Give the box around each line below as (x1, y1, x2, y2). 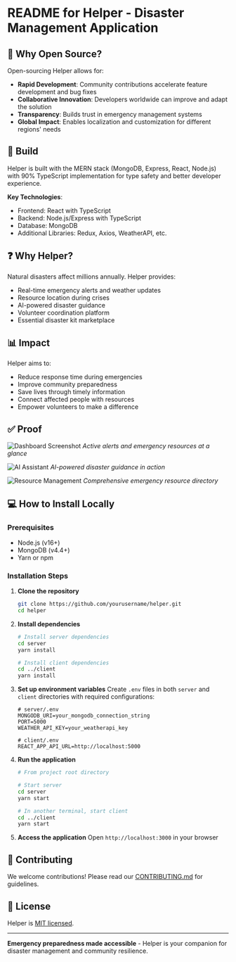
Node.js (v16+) (17, 538, 60, 547)
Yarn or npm (17, 553, 54, 562)
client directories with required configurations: (17, 692, 155, 701)
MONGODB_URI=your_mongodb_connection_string (17, 712, 150, 719)
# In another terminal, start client (17, 807, 129, 814)
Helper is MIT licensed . (7, 918, 74, 927)
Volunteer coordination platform (17, 308, 110, 317)
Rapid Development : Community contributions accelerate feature (17, 80, 208, 89)
